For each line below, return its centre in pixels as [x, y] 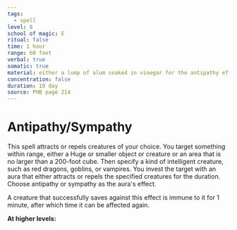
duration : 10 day [33, 86]
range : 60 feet [30, 53]
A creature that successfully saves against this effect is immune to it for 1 [114, 198]
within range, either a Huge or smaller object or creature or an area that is [114, 154]
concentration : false [39, 79]
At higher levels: [32, 219]
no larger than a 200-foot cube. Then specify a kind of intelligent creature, [115, 162]
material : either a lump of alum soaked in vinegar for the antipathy [113, 72]
